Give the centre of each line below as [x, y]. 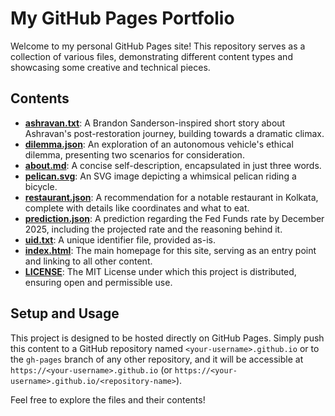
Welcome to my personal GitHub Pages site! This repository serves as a [158, 46]
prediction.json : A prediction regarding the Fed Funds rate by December [174, 218]
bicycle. [41, 186]
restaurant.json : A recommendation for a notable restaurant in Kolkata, [171, 197]
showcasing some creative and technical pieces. [110, 67]
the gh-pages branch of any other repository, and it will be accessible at [157, 359]
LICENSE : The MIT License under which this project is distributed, [160, 271]
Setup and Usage [65, 313]
